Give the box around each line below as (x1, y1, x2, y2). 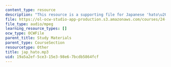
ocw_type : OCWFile (5, 31, 44, 36)
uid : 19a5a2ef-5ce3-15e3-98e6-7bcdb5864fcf (5, 54, 99, 59)
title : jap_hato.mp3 (5, 49, 49, 54)
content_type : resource (5, 7, 56, 13)
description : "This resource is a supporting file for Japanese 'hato (5, 12, 158, 17)
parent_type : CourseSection (5, 40, 65, 45)
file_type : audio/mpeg (5, 21, 53, 27)
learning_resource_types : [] (5, 26, 67, 31)
